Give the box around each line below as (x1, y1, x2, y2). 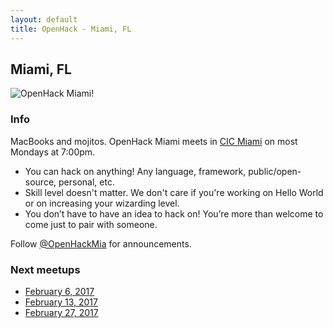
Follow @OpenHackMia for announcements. (10, 237, 192, 250)
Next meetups (10, 262, 81, 276)
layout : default (10, 14, 78, 25)
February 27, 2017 (24, 306, 99, 318)
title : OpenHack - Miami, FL (10, 24, 132, 34)
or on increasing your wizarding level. (24, 197, 180, 209)
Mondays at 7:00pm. (10, 146, 96, 158)
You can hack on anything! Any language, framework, (24, 165, 247, 177)
